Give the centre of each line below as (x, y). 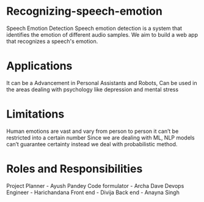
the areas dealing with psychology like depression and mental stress (93, 89)
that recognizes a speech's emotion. (52, 41)
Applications (39, 66)
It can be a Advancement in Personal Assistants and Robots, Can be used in (102, 83)
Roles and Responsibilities (75, 169)
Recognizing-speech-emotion (85, 11)
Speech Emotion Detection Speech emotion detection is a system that (94, 28)
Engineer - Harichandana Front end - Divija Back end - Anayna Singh (93, 192)
